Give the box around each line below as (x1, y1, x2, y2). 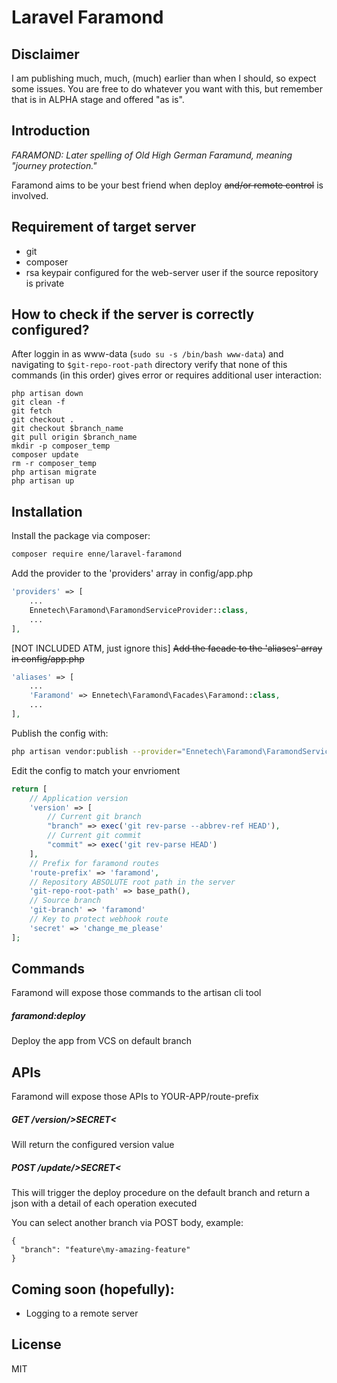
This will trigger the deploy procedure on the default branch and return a (11, 1187, 311, 1199)
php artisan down (11, 389, 84, 399)
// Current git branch (47, 812, 142, 822)
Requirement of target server (11, 219, 197, 236)
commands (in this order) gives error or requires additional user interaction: (11, 369, 322, 381)
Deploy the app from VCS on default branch (11, 1035, 193, 1047)
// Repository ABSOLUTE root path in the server (29, 877, 236, 887)
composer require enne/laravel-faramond (11, 549, 183, 560)
